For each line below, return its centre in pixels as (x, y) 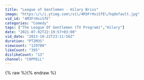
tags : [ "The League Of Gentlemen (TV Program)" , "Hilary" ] (65, 28)
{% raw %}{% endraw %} (31, 73)
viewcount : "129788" (26, 46)
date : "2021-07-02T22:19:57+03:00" (41, 32)
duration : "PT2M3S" (25, 41)
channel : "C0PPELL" (25, 59)
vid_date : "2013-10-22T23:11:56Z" (40, 37)
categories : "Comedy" (27, 23)
